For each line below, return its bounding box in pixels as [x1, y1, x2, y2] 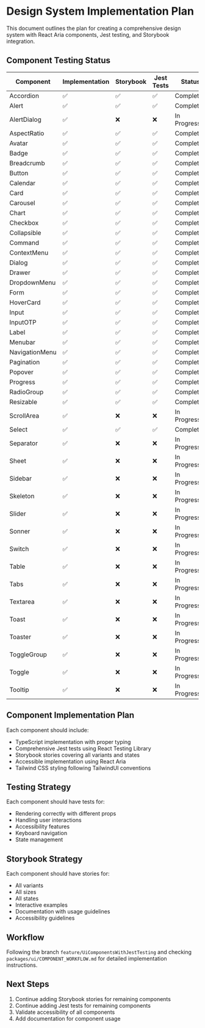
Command [9, 238, 40, 247]
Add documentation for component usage [15, 1015, 121, 1022]
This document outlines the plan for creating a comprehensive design [6, 24, 181, 32]
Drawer [9, 268, 31, 277]
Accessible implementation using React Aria [15, 757, 126, 765]
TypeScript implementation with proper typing [15, 738, 131, 745]
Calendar [9, 179, 36, 187]
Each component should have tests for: [6, 798, 105, 806]
